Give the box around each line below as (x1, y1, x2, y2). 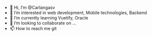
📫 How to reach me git (9, 26, 57, 31)
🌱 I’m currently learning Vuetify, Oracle (9, 15, 88, 20)
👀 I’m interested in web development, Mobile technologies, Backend (9, 10, 147, 16)
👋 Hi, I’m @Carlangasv (9, 5, 55, 10)
